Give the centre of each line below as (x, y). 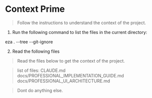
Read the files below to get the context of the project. (71, 61)
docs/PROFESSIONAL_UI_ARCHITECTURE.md (63, 81)
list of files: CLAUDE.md (41, 70)
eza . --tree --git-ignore (29, 42)
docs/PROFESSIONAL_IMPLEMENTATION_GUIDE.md (70, 75)
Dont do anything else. (40, 90)
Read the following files (36, 51)
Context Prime (35, 9)
